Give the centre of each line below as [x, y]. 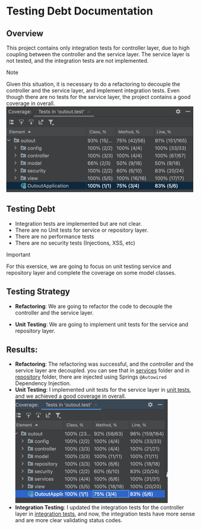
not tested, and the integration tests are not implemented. [78, 61]
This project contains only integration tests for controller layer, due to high [98, 48]
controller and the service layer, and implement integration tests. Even [93, 91]
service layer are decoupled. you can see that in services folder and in [102, 371]
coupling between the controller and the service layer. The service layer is [98, 54]
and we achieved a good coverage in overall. [70, 396]
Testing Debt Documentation [80, 11]
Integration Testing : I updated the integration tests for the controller [100, 508]
